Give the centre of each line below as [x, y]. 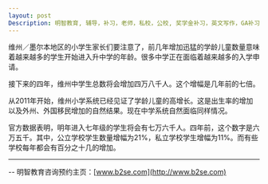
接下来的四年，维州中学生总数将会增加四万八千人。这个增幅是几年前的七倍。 [134, 84]
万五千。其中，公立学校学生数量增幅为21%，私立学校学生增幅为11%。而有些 [134, 137]
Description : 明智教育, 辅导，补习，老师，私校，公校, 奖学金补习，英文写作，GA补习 [134, 23]
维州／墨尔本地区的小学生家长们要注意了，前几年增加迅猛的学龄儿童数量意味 [134, 47]
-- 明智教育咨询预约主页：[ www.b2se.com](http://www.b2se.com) [117, 171]
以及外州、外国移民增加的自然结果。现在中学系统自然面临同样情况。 [120, 110]
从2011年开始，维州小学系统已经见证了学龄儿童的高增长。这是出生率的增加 [131, 100]
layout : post [30, 16]
